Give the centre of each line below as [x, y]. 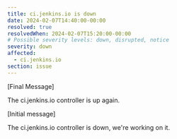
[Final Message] [31, 86]
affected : [22, 54]
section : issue [30, 66]
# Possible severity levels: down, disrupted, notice [88, 40]
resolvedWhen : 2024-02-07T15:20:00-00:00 [69, 34]
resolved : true [30, 27]
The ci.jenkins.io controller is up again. [64, 100]
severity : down [30, 47]
